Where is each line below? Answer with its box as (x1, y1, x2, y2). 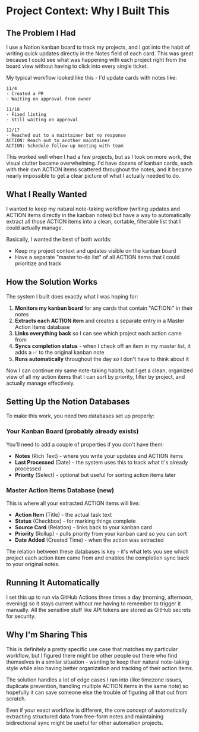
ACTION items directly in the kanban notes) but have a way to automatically (6, 211, 191, 218)
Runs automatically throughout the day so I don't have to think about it (14, 355, 189, 362)
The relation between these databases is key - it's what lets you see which (6, 548, 189, 555)
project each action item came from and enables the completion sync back (6, 554, 189, 561)
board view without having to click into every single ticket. (6, 62, 149, 70)
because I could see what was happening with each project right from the (6, 56, 187, 63)
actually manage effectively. (6, 379, 75, 387)
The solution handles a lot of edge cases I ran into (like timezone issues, (6, 676, 183, 683)
